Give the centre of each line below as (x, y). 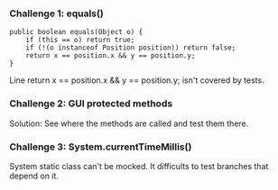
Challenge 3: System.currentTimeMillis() (101, 147)
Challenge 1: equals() (56, 14)
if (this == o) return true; (80, 40)
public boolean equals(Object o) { (76, 32)
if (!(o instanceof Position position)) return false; (131, 48)
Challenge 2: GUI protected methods (91, 104)
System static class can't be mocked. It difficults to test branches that (139, 166)
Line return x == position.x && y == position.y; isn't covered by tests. (137, 80)
